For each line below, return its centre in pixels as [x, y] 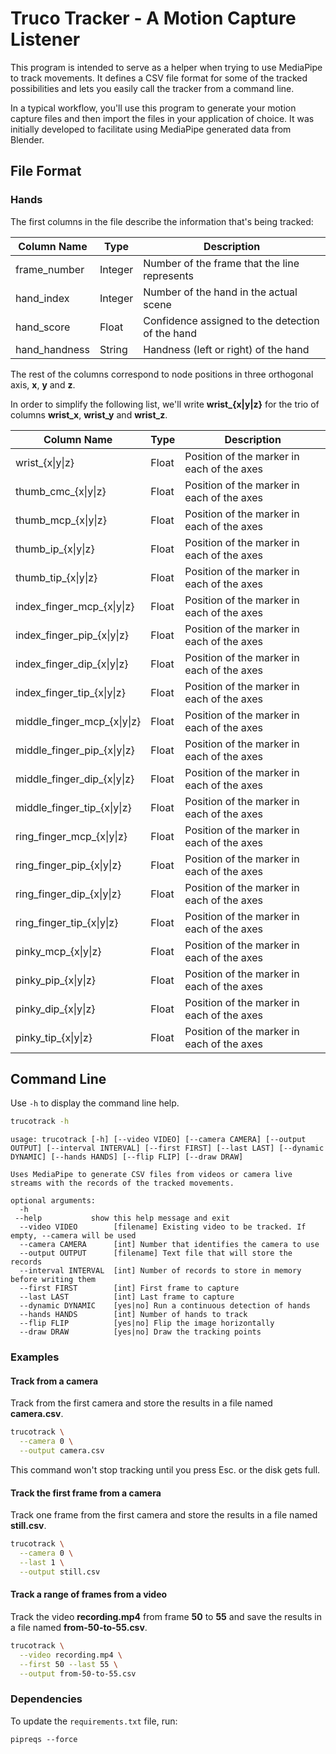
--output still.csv [60, 1572]
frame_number [50, 269]
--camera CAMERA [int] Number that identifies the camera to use [169, 1245]
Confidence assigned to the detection [231, 320]
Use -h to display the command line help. [95, 1103]
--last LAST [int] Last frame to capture [127, 1297]
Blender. [27, 139]
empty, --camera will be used [73, 1236]
